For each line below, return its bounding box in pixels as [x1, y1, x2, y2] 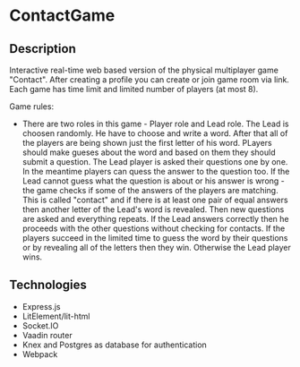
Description [9, 41, 76, 56]
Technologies [9, 277, 88, 293]
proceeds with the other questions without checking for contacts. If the [21, 223, 286, 234]
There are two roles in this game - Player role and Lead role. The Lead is [21, 118, 289, 129]
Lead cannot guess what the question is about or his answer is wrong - [21, 175, 285, 186]
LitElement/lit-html [21, 311, 91, 321]
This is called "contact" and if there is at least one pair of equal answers [21, 194, 288, 205]
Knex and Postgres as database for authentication [21, 339, 208, 350]
